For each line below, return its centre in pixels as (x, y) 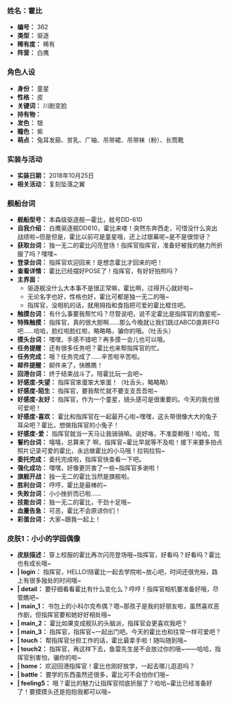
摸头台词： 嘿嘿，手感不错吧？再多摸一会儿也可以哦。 (93, 340)
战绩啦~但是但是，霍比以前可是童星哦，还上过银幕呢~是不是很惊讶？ (114, 237)
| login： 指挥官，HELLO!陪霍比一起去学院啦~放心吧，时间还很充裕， (114, 572)
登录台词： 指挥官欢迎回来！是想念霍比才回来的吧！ (90, 262)
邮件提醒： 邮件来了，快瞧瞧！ (60, 365)
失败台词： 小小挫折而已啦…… (59, 494)
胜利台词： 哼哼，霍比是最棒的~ (62, 485)
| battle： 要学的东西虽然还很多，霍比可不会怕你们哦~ (93, 675)
